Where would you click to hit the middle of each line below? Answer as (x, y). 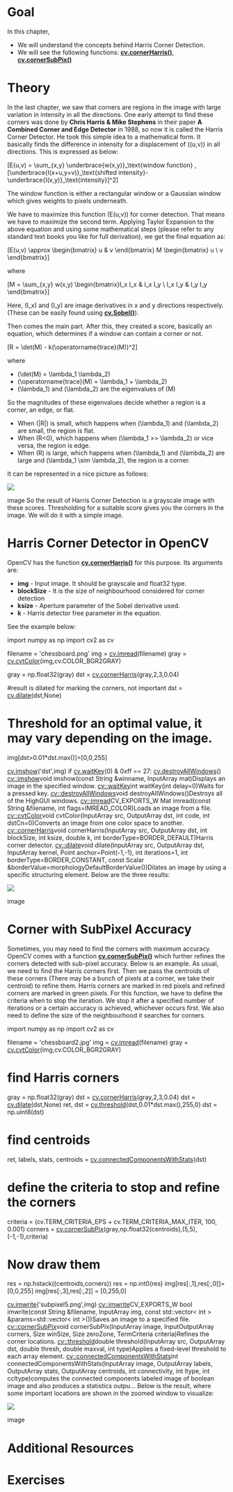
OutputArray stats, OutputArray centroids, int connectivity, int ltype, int (109, 1371)
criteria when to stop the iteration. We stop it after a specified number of (111, 1000)
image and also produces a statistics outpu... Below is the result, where (109, 1386)
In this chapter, (29, 31)
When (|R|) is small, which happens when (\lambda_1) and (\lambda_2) (118, 423)
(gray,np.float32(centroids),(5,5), (150, 1229)
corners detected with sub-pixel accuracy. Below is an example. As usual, (113, 963)
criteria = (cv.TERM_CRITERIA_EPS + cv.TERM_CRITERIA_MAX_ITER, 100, (112, 1221)
